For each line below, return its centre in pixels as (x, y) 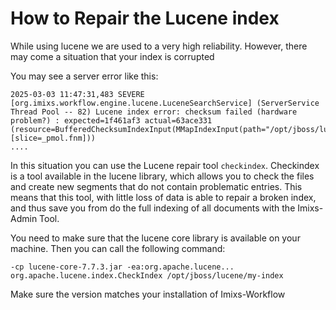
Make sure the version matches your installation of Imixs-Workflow (148, 294)
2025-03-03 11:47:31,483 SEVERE (77, 94)
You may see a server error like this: (84, 76)
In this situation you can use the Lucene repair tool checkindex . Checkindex (165, 165)
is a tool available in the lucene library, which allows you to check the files (162, 176)
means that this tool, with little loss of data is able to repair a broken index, (163, 197)
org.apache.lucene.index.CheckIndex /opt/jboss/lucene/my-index (147, 275)
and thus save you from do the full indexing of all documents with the (153, 208)
